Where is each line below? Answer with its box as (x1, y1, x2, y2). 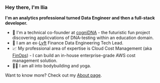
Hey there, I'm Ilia (5, 4, 48, 11)
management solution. (12, 58, 58, 63)
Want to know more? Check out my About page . (5, 72, 102, 78)
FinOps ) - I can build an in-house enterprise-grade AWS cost (12, 53, 136, 59)
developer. (5, 20, 28, 26)
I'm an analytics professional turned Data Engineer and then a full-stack (5, 15, 155, 21)
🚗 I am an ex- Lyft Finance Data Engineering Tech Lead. (12, 40, 124, 46)
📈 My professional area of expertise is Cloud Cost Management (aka (12, 45, 152, 51)
